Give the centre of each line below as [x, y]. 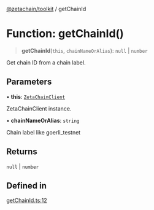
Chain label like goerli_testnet [44, 132]
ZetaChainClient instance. [39, 108]
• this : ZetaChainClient [36, 96]
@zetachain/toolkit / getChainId [46, 9]
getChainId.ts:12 [27, 200]
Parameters [29, 82]
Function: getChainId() [65, 34]
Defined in [27, 186]
